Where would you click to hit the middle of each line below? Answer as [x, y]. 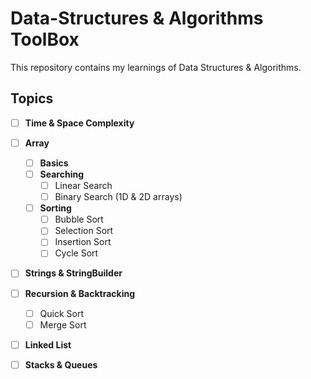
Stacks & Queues [61, 364]
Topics [32, 98]
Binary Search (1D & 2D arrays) [118, 197]
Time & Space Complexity [79, 123]
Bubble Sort [79, 219]
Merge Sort [63, 324]
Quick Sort [62, 313]
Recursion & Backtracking [79, 293]
